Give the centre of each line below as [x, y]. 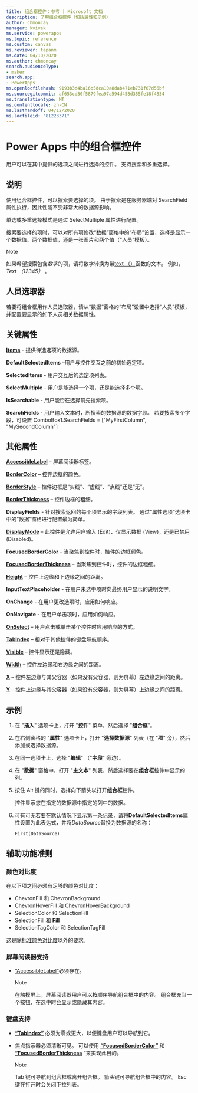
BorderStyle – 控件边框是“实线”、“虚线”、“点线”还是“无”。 [77, 487]
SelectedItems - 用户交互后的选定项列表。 [58, 375]
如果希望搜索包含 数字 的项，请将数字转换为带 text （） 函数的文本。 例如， [95, 264]
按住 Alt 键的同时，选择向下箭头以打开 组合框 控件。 [76, 790]
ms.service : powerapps [34, 34]
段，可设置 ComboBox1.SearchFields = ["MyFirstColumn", [76, 420]
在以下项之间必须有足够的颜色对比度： [52, 885]
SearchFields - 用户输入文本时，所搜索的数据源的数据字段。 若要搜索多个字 [98, 412]
